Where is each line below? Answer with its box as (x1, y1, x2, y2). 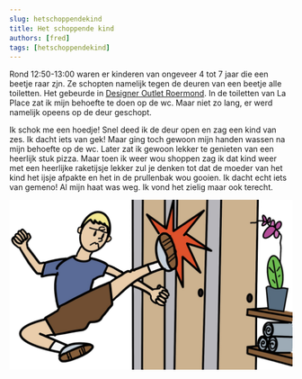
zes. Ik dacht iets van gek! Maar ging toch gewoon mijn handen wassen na (9, 134, 286, 145)
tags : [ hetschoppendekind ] (9, 43, 111, 52)
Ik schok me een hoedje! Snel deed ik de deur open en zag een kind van (9, 124, 277, 135)
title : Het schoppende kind (9, 23, 115, 33)
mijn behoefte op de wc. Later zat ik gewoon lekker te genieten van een (9, 144, 274, 155)
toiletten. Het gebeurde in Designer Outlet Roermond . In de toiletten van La (9, 88, 287, 99)
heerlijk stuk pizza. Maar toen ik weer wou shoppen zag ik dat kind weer (9, 153, 277, 164)
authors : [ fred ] (9, 33, 70, 42)
